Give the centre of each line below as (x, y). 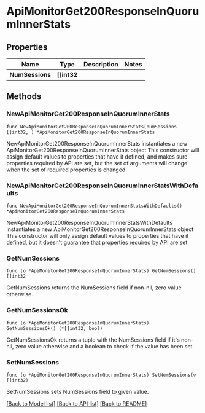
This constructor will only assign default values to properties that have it (98, 235)
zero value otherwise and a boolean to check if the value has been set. (105, 346)
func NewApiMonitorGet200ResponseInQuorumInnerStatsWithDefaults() (95, 206)
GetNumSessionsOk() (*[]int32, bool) (55, 328)
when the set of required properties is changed (66, 170)
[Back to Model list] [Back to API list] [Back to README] (77, 403)
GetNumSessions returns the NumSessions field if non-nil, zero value (94, 288)
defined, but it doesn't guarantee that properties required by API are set (97, 242)
